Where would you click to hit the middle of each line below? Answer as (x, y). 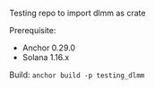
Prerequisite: (33, 30)
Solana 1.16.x (46, 57)
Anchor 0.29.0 (49, 48)
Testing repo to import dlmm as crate (77, 13)
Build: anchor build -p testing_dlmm (77, 75)
